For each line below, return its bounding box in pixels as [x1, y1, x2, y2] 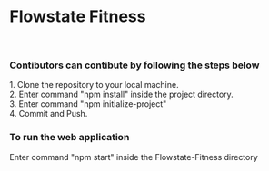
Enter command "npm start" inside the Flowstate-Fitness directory [9, 151, 259, 162]
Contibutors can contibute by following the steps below [9, 59, 260, 71]
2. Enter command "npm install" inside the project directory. [9, 89, 234, 100]
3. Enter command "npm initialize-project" [9, 99, 167, 109]
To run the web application [9, 131, 130, 144]
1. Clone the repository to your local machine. [9, 80, 179, 90]
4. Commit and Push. [9, 109, 88, 119]
